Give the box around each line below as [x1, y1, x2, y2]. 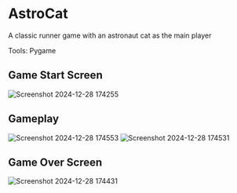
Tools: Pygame [8, 46, 57, 55]
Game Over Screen [8, 155, 103, 169]
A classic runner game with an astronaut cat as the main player [8, 31, 212, 40]
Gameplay [8, 112, 60, 126]
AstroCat [8, 5, 68, 23]
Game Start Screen [8, 68, 104, 82]
